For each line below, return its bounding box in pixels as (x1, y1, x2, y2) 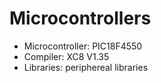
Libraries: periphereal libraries (23, 61, 149, 73)
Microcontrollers (9, 7, 152, 30)
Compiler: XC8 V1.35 (23, 50, 110, 62)
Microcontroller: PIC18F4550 (23, 40, 143, 52)
